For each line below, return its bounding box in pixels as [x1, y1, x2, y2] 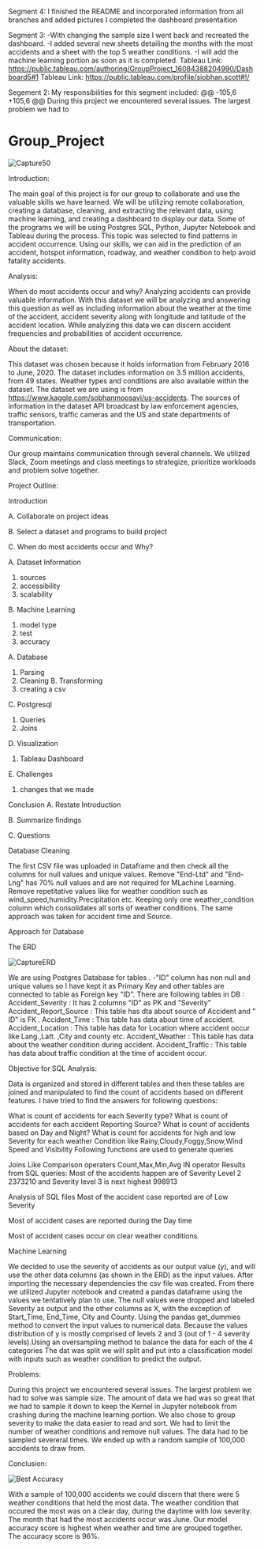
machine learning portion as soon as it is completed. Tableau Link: [8, 55, 223, 65]
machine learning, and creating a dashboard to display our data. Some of [8, 213, 246, 224]
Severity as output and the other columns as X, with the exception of [8, 1303, 231, 1313]
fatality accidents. [8, 256, 66, 266]
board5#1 [8, 73, 39, 81]
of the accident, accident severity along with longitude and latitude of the [8, 311, 247, 321]
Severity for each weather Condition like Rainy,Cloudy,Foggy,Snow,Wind [8, 1136, 243, 1145]
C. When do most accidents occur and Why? [8, 541, 154, 552]
